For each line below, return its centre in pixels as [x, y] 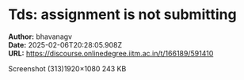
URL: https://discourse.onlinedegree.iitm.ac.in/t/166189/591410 [111, 53]
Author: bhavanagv [40, 36]
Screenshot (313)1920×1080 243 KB [67, 68]
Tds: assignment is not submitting [122, 15]
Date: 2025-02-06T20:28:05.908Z [65, 44]
